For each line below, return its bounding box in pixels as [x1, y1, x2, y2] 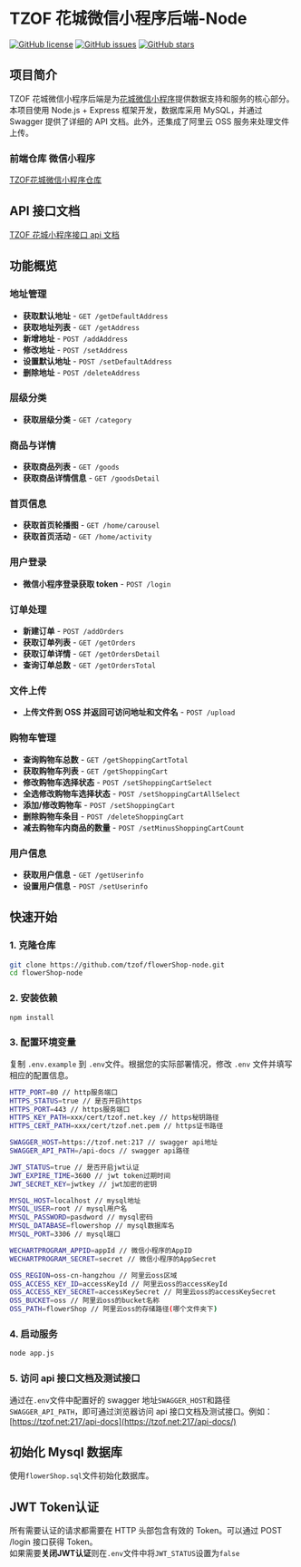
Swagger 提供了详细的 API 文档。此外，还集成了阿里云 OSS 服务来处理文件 [9, 115, 290, 127]
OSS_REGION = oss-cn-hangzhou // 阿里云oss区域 [9, 1270, 178, 1280]
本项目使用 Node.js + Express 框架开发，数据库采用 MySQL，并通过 [9, 104, 263, 115]
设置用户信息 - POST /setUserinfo [22, 881, 148, 891]
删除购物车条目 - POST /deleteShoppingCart [22, 811, 184, 822]
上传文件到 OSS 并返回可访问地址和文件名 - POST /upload [22, 706, 236, 717]
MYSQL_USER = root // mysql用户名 [9, 1204, 128, 1213]
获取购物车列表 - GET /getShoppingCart [22, 765, 169, 776]
